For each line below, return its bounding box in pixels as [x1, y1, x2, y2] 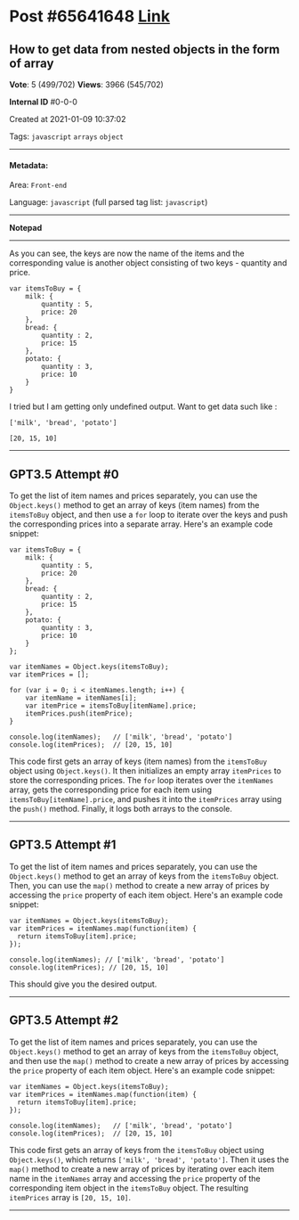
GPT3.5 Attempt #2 [9, 1013, 118, 1028]
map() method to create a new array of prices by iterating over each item [9, 1163, 274, 1174]
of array [9, 55, 54, 70]
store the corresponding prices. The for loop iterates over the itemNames [9, 775, 274, 786]
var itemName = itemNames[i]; [25, 693, 138, 703]
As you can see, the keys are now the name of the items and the [9, 248, 245, 259]
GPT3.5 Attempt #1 [9, 838, 117, 853]
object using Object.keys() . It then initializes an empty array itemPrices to [9, 766, 282, 776]
